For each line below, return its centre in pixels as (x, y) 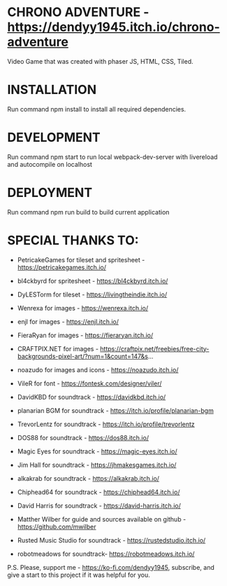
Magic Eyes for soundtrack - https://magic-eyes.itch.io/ (97, 451)
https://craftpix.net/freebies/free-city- (155, 348)
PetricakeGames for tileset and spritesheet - (81, 259)
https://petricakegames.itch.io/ (62, 267)
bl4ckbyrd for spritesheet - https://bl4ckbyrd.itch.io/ (93, 280)
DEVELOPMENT (54, 138)
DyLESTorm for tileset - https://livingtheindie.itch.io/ (92, 294)
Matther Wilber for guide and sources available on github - (102, 519)
